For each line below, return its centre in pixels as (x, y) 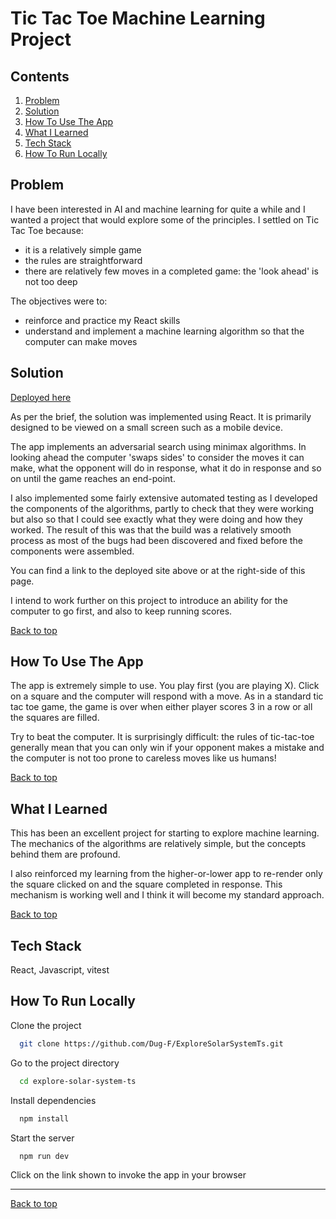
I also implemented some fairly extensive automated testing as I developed (164, 498)
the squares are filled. (55, 718)
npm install (44, 1118)
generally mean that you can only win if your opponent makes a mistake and (167, 748)
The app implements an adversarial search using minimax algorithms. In (158, 446)
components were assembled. (72, 551)
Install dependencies (53, 1100)
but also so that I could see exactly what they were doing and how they (156, 519)
